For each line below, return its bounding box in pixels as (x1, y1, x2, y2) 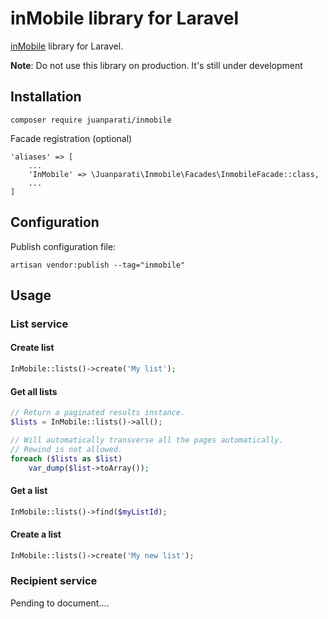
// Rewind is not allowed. (10, 444, 123, 454)
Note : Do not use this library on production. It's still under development (10, 59, 303, 71)
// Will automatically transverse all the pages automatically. (10, 435, 284, 445)
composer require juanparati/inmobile (10, 115, 172, 125)
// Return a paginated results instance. (10, 408, 186, 418)
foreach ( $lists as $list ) (10, 453, 123, 464)
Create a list (10, 528, 62, 541)
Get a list (10, 485, 48, 496)
